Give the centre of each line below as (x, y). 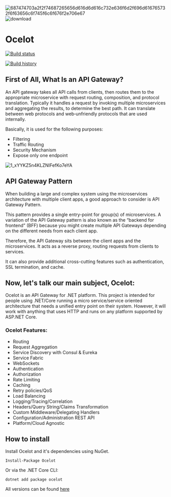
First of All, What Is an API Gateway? (65, 80)
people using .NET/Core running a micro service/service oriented (74, 301)
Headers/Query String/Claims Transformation (60, 406)
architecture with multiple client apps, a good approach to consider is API (82, 199)
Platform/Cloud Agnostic (39, 423)
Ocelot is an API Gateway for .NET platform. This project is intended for (80, 295)
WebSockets (26, 363)
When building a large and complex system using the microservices (77, 193)
